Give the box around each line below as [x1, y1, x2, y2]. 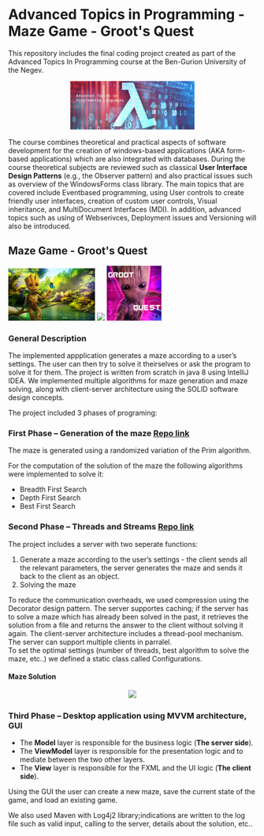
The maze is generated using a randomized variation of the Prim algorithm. [8, 446, 251, 455]
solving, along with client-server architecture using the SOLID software [8, 384, 239, 394]
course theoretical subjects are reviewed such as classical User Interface [8, 162, 248, 171]
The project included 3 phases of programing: [8, 408, 158, 417]
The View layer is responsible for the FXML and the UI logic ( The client [19, 763, 251, 773]
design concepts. [8, 393, 65, 402]
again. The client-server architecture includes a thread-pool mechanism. [8, 628, 244, 638]
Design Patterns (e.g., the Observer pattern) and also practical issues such [8, 171, 253, 180]
